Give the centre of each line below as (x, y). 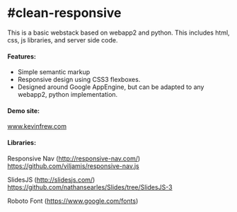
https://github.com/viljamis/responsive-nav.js (73, 166)
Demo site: (24, 110)
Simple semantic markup (54, 72)
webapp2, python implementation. (68, 95)
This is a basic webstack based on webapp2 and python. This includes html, (118, 33)
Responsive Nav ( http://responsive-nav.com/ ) (74, 158)
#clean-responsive (64, 13)
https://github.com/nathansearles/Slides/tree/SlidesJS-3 (90, 187)
